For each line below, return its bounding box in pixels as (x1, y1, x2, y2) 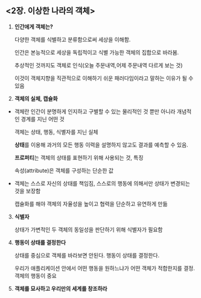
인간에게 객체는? (14, 23, 54, 30)
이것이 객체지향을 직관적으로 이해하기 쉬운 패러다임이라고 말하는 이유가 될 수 (14, 74, 194, 82)
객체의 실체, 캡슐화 (14, 94, 58, 102)
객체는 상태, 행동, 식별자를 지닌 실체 (14, 128, 98, 135)
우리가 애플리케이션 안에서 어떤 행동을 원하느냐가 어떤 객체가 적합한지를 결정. (14, 264, 196, 271)
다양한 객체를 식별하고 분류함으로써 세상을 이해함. (14, 36, 131, 43)
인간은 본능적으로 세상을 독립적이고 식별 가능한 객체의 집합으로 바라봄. (14, 48, 179, 56)
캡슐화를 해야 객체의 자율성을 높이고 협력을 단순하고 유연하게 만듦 (14, 200, 168, 207)
